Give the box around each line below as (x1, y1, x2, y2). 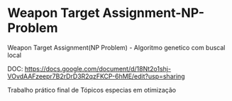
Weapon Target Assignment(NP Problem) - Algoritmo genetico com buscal (7, 43, 226, 52)
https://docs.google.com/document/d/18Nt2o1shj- (24, 64, 172, 73)
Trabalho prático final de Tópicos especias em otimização (7, 85, 176, 94)
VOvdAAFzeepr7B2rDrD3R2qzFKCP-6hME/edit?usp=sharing (7, 72, 186, 81)
